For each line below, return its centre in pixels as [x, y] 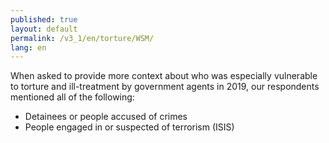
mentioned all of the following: [72, 97]
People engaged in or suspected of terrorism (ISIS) [129, 127]
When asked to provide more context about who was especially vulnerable [164, 76]
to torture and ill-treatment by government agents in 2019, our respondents [165, 87]
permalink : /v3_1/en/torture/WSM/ [82, 38]
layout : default [44, 29]
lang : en [28, 47]
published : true [44, 19]
